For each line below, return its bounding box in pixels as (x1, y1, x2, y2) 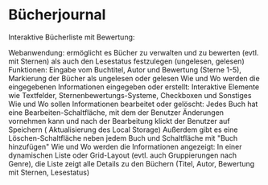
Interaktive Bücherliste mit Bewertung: (8, 32, 135, 42)
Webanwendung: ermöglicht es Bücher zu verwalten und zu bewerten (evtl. (8, 47, 259, 57)
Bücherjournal (8, 6, 106, 24)
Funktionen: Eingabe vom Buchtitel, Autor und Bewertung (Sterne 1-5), (8, 64, 241, 74)
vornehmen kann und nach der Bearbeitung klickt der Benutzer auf (8, 116, 231, 125)
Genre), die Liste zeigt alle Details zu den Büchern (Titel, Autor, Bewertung (8, 158, 255, 168)
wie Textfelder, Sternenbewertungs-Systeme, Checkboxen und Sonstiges (8, 90, 252, 100)
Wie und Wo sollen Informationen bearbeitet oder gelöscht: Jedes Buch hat (8, 99, 258, 109)
